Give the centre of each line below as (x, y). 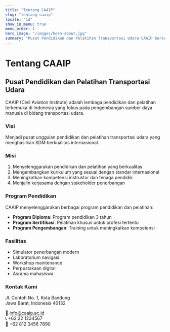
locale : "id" (19, 19)
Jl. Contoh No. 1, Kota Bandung (38, 298)
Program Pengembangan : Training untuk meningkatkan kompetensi (84, 228)
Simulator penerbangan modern (46, 252)
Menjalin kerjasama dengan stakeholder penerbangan (69, 183)
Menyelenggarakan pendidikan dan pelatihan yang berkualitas (77, 167)
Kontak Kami (21, 286)
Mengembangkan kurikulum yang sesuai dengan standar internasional (86, 172)
